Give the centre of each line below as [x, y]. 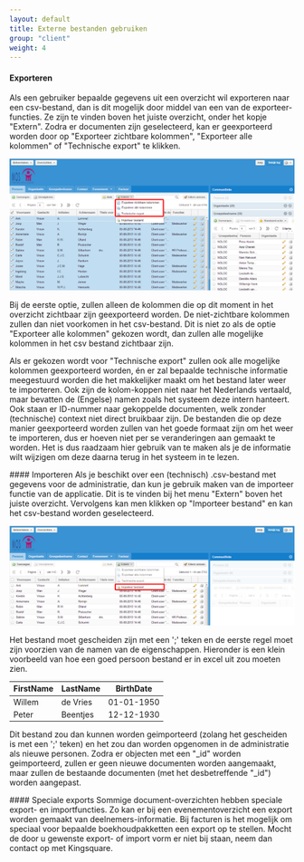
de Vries [77, 702]
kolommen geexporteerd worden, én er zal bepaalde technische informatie [148, 370]
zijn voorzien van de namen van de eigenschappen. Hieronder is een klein [147, 649]
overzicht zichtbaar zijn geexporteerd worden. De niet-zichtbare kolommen [149, 315]
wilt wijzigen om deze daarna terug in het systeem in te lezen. [124, 457]
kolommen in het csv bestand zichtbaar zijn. [92, 343]
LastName [81, 689]
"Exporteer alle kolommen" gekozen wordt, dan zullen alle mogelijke [137, 334]
